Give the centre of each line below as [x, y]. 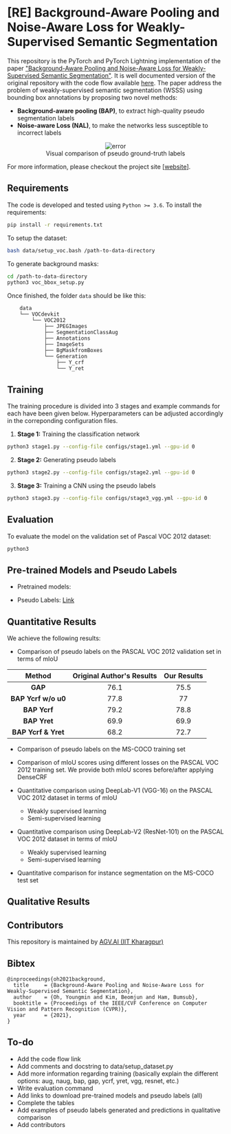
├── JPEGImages [66, 327]
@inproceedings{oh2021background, [57, 979]
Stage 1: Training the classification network [78, 434]
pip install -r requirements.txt [55, 225]
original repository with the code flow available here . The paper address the [114, 83]
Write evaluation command [55, 1088]
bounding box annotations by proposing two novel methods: [92, 97]
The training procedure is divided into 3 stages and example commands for [114, 406]
